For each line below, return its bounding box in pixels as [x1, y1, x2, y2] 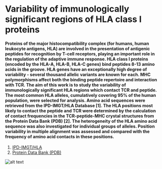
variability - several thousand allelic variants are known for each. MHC [5, 72, 151, 77]
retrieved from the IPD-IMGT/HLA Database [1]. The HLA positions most [5, 102, 153, 108]
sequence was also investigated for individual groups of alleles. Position [5, 123, 155, 129]
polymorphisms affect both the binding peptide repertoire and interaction [5, 76, 157, 82]
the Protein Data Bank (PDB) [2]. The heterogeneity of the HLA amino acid [5, 118, 158, 124]
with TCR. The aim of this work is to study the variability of [5, 82, 126, 88]
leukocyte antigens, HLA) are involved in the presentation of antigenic [5, 45, 150, 52]
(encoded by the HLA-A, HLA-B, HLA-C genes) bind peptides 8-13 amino [5, 61, 155, 67]
